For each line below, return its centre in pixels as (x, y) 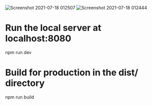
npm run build (20, 97)
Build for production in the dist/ (72, 73)
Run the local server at (53, 28)
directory (25, 83)
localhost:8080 (38, 39)
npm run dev (18, 52)
